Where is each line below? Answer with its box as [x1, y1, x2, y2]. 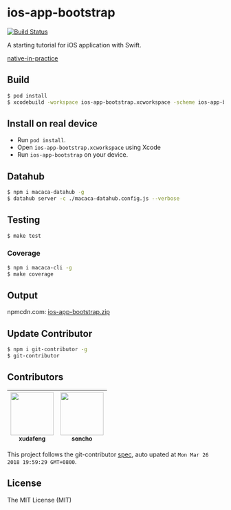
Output [7, 290, 38, 301]
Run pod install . [16, 136, 67, 144]
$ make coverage [7, 270, 54, 278]
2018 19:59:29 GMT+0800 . [7, 457, 77, 465]
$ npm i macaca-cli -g [7, 264, 72, 271]
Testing [7, 214, 41, 226]
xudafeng [19, 434, 46, 443]
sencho [71, 434, 93, 443]
